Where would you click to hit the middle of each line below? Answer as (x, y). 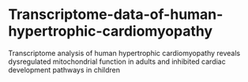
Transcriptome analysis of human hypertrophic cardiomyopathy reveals (124, 53)
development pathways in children (64, 69)
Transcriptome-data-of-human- (116, 15)
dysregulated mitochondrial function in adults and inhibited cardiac (117, 61)
